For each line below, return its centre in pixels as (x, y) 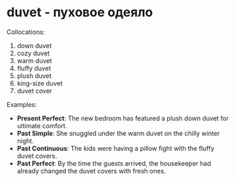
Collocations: (26, 32)
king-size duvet (40, 83)
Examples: (22, 104)
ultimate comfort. (42, 125)
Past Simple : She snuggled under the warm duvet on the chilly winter (118, 133)
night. (25, 141)
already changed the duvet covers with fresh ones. (91, 171)
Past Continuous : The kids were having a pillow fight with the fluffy (116, 148)
